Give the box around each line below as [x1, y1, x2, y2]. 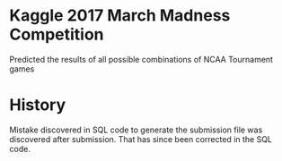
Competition [9, 24, 105, 45]
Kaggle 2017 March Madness [9, 5, 231, 26]
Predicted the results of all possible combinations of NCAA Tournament [9, 54, 274, 64]
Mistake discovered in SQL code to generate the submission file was [9, 124, 263, 135]
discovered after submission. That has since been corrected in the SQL [9, 133, 272, 144]
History [9, 95, 66, 115]
